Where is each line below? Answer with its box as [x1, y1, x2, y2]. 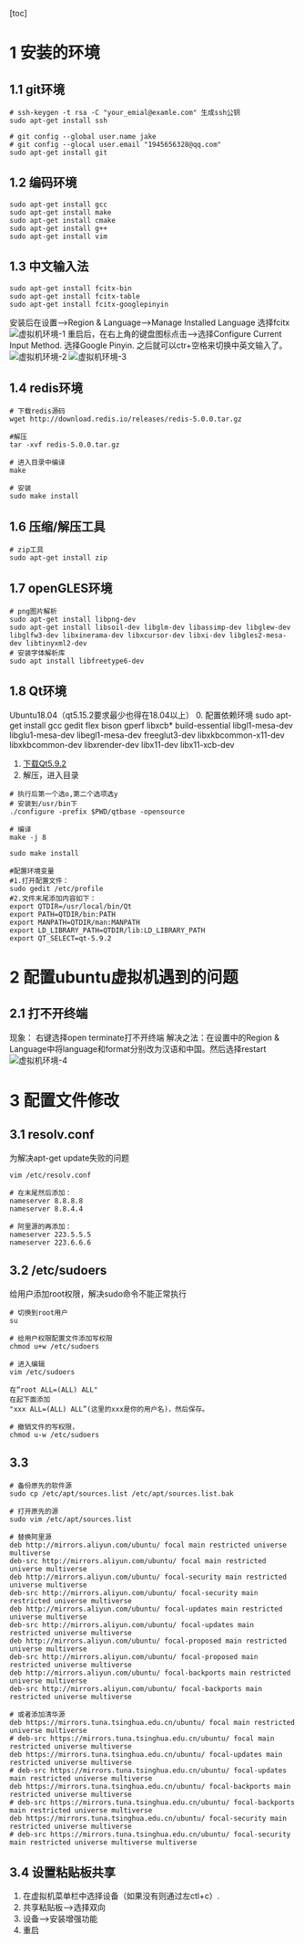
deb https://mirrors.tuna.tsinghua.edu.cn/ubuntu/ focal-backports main [9, 1781, 291, 1791]
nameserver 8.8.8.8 [9, 1196, 84, 1205]
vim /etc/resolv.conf [9, 1171, 92, 1180]
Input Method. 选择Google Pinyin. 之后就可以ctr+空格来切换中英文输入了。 [9, 340, 288, 351]
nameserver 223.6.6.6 [9, 1237, 92, 1247]
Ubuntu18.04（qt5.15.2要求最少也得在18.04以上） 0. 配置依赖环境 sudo [9, 709, 275, 720]
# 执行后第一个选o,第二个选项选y [9, 789, 118, 798]
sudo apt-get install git [9, 148, 107, 157]
